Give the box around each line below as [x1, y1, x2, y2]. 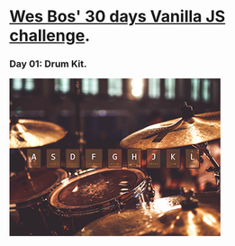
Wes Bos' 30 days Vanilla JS [9, 6, 226, 27]
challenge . [9, 25, 91, 46]
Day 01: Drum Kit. [9, 58, 87, 70]
